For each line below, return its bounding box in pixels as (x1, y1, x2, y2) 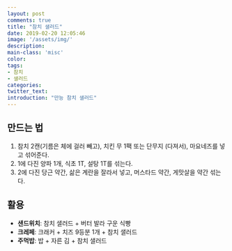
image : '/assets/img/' (7, 36, 73, 43)
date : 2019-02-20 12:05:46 (7, 29, 86, 37)
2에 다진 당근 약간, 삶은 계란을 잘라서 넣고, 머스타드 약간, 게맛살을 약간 (17, 168, 209, 176)
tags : (7, 62, 23, 69)
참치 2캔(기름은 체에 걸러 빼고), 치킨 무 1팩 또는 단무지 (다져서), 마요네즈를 (17, 142, 218, 150)
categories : (7, 82, 42, 89)
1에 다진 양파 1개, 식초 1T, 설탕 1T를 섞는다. (17, 159, 134, 167)
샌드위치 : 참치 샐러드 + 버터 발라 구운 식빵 (17, 219, 131, 227)
